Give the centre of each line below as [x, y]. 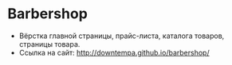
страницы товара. [49, 44]
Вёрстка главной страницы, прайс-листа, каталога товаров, [122, 36]
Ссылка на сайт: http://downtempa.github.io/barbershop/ [114, 52]
